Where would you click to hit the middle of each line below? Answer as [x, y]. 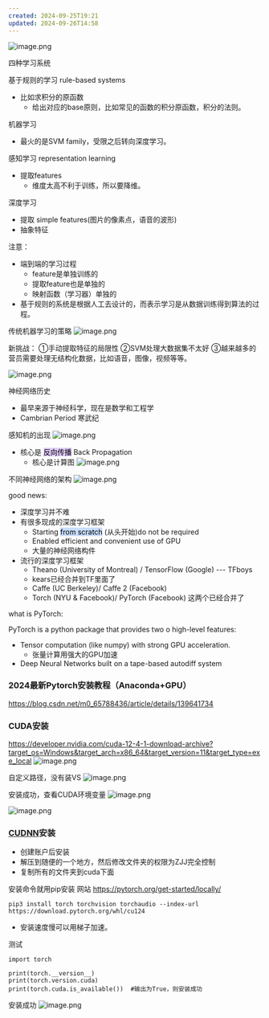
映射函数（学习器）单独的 [74, 293]
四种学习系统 [29, 63]
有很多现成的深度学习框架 [62, 521]
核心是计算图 [53, 462]
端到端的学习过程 [48, 264]
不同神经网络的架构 [40, 479]
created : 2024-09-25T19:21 [53, 16]
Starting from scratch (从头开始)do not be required [115, 532]
